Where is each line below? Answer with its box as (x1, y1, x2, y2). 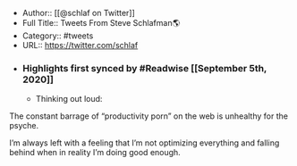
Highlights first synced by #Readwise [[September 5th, (21, 62, 267, 74)
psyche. (9, 120, 39, 131)
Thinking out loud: (35, 94, 103, 104)
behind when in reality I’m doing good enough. (9, 147, 181, 158)
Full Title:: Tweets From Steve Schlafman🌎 (21, 18, 181, 28)
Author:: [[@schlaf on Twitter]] (21, 8, 136, 18)
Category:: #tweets (21, 30, 94, 41)
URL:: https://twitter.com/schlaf (21, 40, 139, 50)
